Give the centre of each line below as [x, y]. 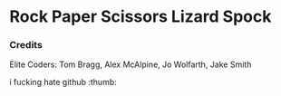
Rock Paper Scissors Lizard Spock [140, 17]
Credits [26, 45]
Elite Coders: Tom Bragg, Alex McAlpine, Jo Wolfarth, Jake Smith [131, 64]
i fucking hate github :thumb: [63, 82]
